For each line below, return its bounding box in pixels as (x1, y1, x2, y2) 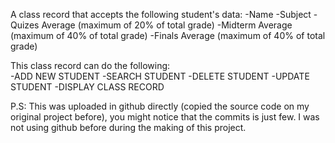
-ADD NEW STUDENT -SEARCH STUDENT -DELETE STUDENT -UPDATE (10, 70, 310, 82)
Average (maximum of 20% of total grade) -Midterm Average (41, 19, 293, 31)
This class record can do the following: (10, 60, 171, 71)
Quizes (10, 19, 40, 31)
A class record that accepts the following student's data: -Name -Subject (10, 9, 312, 20)
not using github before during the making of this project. (10, 122, 247, 133)
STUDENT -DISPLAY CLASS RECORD (10, 81, 165, 93)
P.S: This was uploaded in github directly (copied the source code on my (10, 100, 310, 112)
